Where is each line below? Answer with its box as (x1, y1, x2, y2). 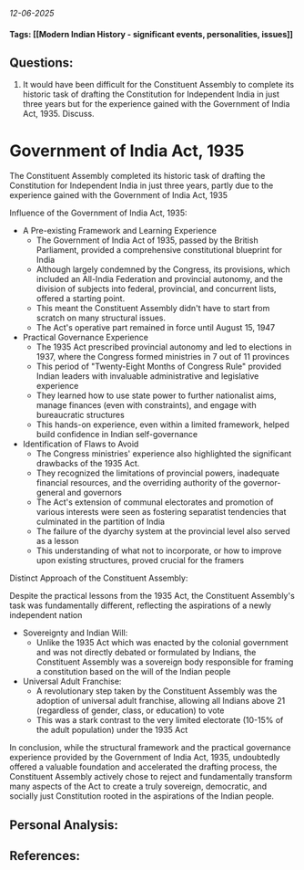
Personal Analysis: (9, 817, 118, 833)
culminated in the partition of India (35, 516, 166, 528)
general (35, 487, 66, 498)
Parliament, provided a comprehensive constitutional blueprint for (35, 245, 283, 256)
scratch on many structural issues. (35, 312, 167, 323)
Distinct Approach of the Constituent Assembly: (9, 572, 188, 583)
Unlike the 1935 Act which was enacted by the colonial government (35, 637, 289, 648)
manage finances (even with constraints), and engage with (35, 400, 257, 411)
